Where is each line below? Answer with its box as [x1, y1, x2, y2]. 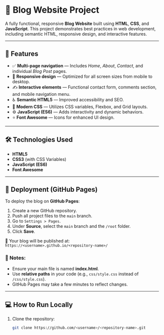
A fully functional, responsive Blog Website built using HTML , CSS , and [5, 21, 149, 26]
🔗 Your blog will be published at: [5, 238, 70, 244]
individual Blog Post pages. [12, 68, 67, 74]
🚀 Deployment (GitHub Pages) [5, 185, 98, 194]
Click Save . [12, 228, 36, 234]
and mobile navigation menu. [12, 91, 71, 97]
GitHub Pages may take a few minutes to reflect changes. [12, 281, 128, 287]
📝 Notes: [5, 254, 26, 261]
